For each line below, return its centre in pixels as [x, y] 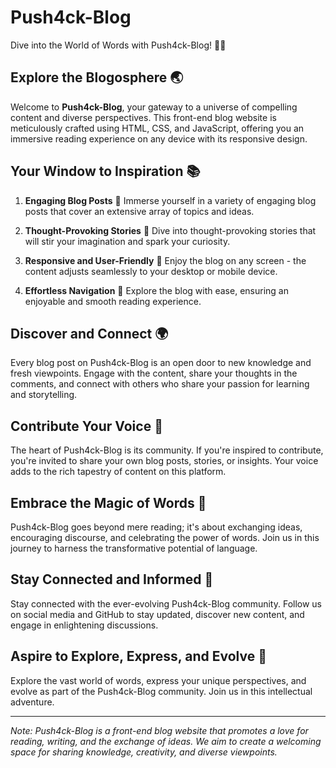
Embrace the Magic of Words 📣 [108, 502]
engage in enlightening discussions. [84, 625]
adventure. [32, 702]
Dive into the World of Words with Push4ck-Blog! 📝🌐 [118, 45]
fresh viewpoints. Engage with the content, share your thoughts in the [154, 373]
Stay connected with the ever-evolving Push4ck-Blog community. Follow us [166, 603]
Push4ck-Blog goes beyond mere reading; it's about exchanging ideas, [156, 527]
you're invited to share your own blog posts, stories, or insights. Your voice [164, 461]
